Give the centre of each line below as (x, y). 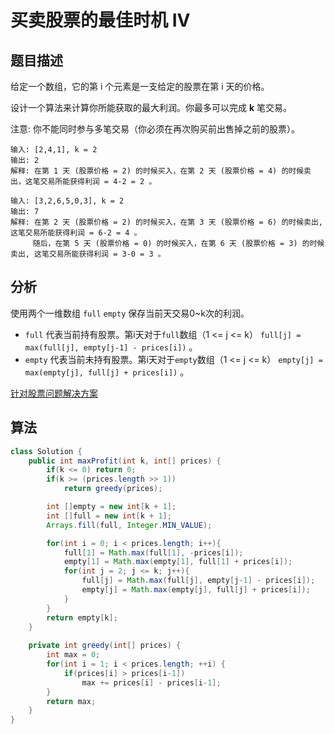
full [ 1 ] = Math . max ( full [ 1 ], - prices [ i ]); (153, 552)
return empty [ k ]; (82, 617)
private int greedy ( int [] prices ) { (105, 646)
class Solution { (46, 451)
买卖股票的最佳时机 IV (100, 20)
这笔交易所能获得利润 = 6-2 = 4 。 (76, 233)
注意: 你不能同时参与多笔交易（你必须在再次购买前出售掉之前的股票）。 (155, 129)
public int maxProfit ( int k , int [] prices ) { (125, 461)
